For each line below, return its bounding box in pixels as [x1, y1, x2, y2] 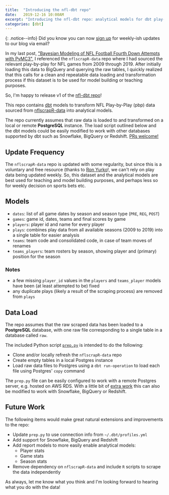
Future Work [5, 403, 45, 411]
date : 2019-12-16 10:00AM [5, 12, 64, 17]
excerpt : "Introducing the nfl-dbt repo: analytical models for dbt [5, 17, 152, 22]
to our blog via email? [5, 41, 50, 47]
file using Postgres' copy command [12, 367, 85, 374]
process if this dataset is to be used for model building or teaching [5, 77, 143, 83]
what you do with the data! [5, 484, 60, 490]
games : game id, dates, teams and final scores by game [12, 216, 126, 222]
